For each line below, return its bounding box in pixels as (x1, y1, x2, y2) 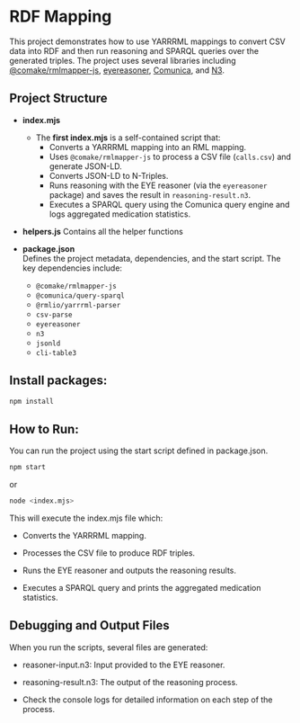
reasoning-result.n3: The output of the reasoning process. (22, 676, 238, 687)
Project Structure (9, 91, 108, 106)
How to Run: (9, 421, 79, 437)
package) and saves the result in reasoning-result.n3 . (49, 189, 251, 200)
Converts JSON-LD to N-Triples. (49, 170, 169, 181)
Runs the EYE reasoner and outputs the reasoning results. (22, 565, 236, 576)
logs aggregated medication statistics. (49, 209, 191, 219)
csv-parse (35, 310, 74, 319)
